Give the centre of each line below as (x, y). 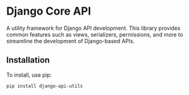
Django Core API (49, 11)
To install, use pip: (29, 75)
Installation (28, 60)
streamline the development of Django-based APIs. (71, 41)
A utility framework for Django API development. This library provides (94, 28)
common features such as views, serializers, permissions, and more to (95, 34)
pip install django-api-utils (45, 86)
